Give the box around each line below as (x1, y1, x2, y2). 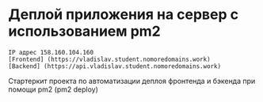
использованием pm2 (8, 22, 161, 40)
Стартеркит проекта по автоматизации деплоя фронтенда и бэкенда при (8, 76, 256, 85)
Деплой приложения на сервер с (8, 6, 239, 24)
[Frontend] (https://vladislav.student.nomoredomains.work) (8, 55, 212, 63)
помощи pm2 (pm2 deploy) (8, 85, 99, 94)
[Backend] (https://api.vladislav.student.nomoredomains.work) (8, 62, 222, 70)
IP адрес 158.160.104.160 (8, 48, 93, 56)
